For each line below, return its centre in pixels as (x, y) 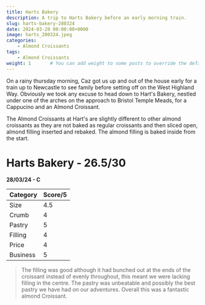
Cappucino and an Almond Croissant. (53, 107)
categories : (21, 40)
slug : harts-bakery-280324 (41, 23)
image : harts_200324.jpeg (39, 35)
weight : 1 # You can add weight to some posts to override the (97, 63)
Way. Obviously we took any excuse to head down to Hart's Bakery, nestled (101, 94)
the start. (18, 138)
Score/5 (55, 195)
